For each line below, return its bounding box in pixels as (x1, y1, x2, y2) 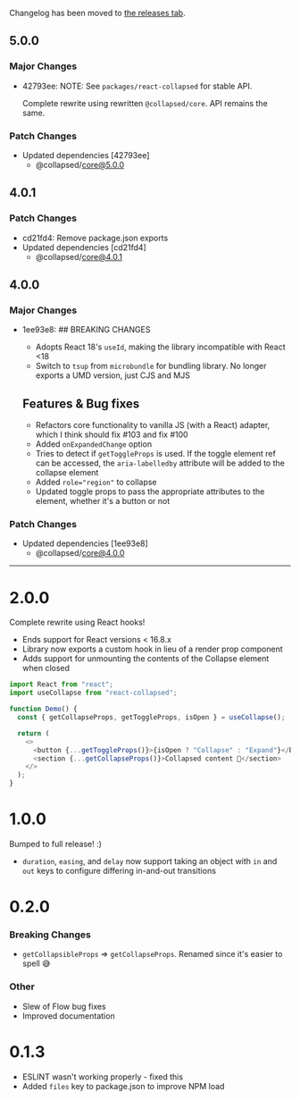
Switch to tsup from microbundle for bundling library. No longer (35, 361, 267, 372)
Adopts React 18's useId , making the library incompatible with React (35, 341, 286, 352)
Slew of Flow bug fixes (21, 1001, 107, 1012)
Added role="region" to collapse (35, 477, 158, 488)
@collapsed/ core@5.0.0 (35, 159, 125, 170)
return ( (17, 728, 50, 738)
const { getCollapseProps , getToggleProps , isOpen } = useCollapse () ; (17, 713, 286, 722)
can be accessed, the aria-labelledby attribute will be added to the (35, 458, 286, 468)
